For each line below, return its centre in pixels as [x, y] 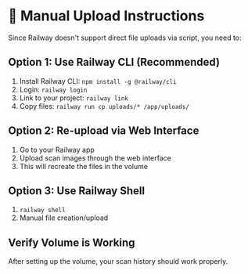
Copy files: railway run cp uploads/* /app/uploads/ [104, 106]
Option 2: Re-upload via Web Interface [104, 131]
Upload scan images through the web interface [95, 158]
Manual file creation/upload [64, 218]
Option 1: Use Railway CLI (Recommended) [114, 62]
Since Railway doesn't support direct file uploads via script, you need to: [125, 38]
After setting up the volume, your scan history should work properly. [118, 261]
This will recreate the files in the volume [84, 166]
